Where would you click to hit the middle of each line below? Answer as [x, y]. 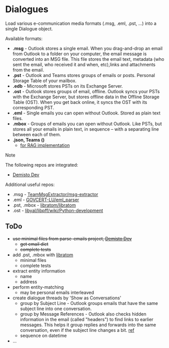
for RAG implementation [45, 145]
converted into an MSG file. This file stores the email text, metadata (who [88, 59]
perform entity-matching [38, 287]
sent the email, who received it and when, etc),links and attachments [84, 64]
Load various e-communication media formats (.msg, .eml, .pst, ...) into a [81, 23]
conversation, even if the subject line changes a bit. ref [77, 330]
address [29, 282]
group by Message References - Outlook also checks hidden [83, 314]
